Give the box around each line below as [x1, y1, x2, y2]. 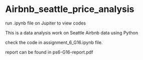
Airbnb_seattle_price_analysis [5, 3, 134, 15]
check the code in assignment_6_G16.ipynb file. [5, 39, 103, 45]
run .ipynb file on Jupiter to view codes [5, 20, 86, 26]
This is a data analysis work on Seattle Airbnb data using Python [5, 29, 138, 35]
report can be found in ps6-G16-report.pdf [5, 49, 93, 55]
